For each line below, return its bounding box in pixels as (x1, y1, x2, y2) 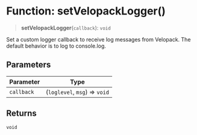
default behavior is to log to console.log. (6, 42, 107, 49)
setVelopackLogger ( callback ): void (20, 24, 111, 31)
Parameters (6, 60, 51, 70)
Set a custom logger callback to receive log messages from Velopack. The (6, 36, 191, 43)
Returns (6, 108, 37, 119)
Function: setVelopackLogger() (6, 4, 166, 18)
